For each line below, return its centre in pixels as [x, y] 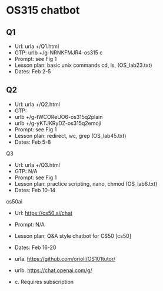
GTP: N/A [26, 171]
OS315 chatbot [43, 10]
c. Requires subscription [44, 282]
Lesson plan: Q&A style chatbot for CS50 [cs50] [73, 236]
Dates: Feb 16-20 [35, 247]
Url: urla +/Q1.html [37, 46]
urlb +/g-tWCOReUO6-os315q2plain [59, 117]
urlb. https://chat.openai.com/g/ [53, 270]
